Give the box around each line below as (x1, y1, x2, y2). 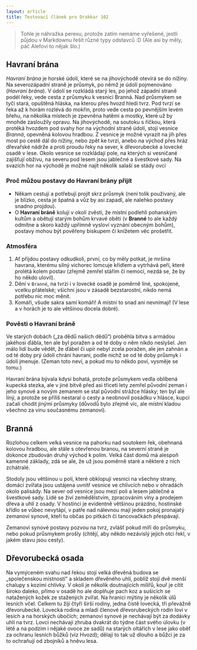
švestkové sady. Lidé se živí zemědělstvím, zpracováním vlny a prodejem (6, 494, 183, 501)
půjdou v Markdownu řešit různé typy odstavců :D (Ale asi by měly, (20, 36, 183, 43)
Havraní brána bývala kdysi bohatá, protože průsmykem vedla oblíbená (6, 375, 178, 382)
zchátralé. (6, 464, 30, 471)
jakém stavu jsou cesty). (6, 536, 65, 543)
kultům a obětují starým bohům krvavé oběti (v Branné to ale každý (14, 215, 178, 222)
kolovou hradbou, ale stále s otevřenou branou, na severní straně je (6, 446, 169, 453)
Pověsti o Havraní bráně (6, 320, 76, 328)
